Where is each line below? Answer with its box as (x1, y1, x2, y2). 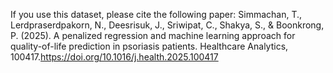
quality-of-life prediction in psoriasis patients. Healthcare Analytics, (10, 40, 289, 52)
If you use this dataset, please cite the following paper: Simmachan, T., (10, 9, 303, 20)
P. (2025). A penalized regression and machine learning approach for (10, 30, 296, 41)
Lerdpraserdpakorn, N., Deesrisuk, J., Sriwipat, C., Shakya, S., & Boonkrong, (10, 19, 325, 31)
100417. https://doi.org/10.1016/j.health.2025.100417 (10, 51, 219, 63)
